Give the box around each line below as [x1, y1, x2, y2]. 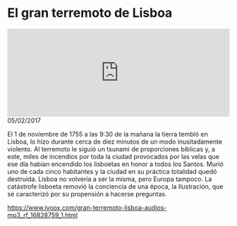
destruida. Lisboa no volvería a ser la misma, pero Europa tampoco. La [7, 175, 212, 183]
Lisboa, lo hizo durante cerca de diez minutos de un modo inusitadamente [7, 137, 223, 146]
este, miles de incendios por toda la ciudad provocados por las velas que [7, 152, 220, 161]
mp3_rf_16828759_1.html [7, 211, 78, 219]
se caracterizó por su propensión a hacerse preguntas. [7, 189, 167, 198]
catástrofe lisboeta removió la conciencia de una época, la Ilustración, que [7, 182, 224, 191]
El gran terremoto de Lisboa [7, 5, 173, 21]
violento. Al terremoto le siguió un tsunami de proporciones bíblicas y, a [7, 144, 216, 153]
